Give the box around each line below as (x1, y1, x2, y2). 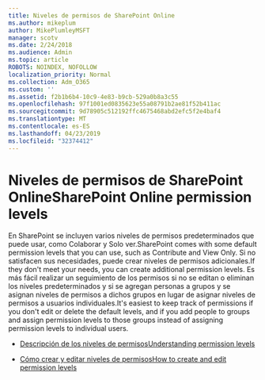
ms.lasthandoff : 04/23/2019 (8, 129, 101, 137)
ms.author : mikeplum (8, 19, 77, 27)
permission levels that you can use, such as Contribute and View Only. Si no (8, 248, 256, 258)
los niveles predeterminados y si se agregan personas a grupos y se (8, 282, 231, 291)
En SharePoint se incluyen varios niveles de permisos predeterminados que (8, 231, 255, 240)
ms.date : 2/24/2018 (8, 41, 73, 49)
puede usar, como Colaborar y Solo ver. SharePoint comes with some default (8, 240, 257, 249)
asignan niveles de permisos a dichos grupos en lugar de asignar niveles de (8, 290, 256, 300)
